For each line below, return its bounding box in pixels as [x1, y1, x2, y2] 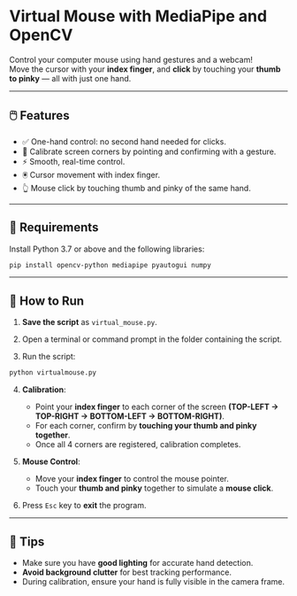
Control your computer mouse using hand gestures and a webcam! [9, 54, 254, 65]
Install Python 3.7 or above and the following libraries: [9, 244, 205, 254]
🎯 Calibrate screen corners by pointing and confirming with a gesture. [21, 146, 277, 157]
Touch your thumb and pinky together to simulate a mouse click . [34, 483, 274, 493]
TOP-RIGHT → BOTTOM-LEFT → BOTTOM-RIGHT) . [34, 411, 225, 422]
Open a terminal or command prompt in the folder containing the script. [21, 334, 283, 344]
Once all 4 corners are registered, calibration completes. [34, 439, 241, 450]
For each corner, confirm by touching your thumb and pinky [34, 421, 257, 431]
